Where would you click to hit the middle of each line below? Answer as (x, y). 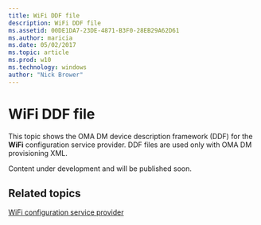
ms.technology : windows (48, 68)
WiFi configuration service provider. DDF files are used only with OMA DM (130, 145)
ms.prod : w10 (30, 60)
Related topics (45, 193)
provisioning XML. (38, 153)
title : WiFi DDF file (44, 16)
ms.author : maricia (41, 38)
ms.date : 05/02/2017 (43, 45)
